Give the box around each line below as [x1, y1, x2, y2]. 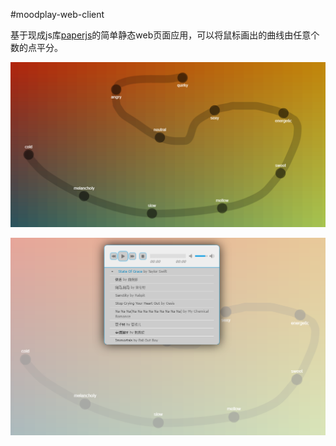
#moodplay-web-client [10, 9, 105, 20]
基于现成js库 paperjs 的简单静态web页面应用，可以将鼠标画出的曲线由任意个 [10, 29, 320, 41]
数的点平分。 [10, 42, 63, 53]
